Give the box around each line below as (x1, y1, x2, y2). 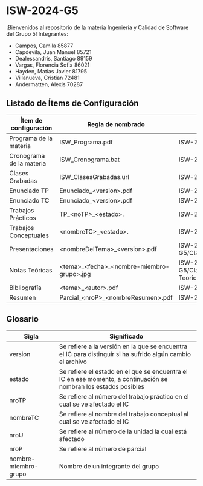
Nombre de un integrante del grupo (59, 462, 159, 470)
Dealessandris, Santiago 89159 (14, 55, 92, 62)
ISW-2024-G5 (6, 4, 79, 18)
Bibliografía (9, 283, 42, 292)
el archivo (59, 357, 88, 366)
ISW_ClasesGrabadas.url (59, 172, 130, 181)
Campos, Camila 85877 (14, 42, 74, 49)
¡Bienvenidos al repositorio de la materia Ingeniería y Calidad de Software (6, 24, 189, 31)
